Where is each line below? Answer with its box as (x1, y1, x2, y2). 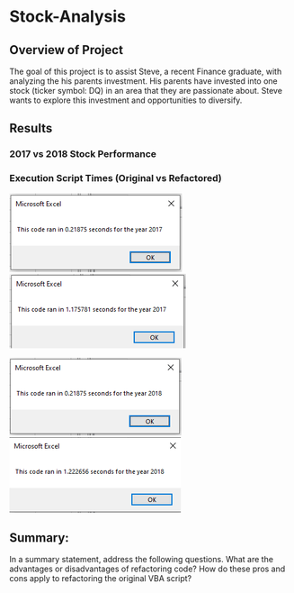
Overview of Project (9, 42, 124, 58)
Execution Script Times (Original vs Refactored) (9, 172, 222, 185)
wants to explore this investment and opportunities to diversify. (9, 95, 243, 105)
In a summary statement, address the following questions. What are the (9, 554, 274, 565)
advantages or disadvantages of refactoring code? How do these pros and (9, 563, 286, 574)
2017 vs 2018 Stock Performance (9, 148, 157, 160)
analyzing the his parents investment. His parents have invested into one (9, 76, 278, 87)
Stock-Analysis (9, 6, 127, 27)
